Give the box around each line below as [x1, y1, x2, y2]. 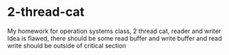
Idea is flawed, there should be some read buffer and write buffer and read [7, 34, 222, 42]
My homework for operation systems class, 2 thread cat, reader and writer [7, 27, 221, 35]
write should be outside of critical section [7, 41, 127, 49]
